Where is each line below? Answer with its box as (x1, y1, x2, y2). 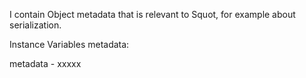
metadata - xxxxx (9, 58, 82, 69)
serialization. (9, 19, 62, 31)
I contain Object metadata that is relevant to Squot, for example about (9, 9, 296, 20)
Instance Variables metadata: (9, 39, 130, 50)
